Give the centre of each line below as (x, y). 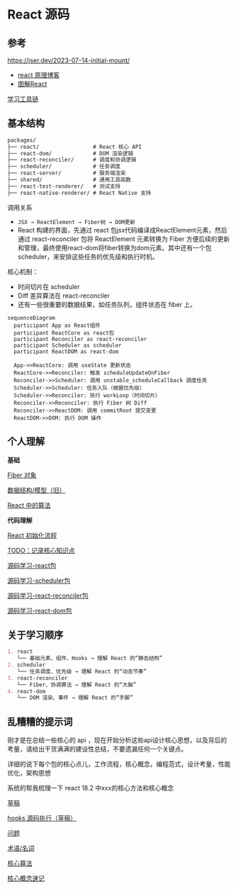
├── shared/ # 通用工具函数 (69, 180)
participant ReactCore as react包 (64, 333)
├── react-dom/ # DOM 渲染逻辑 (70, 153)
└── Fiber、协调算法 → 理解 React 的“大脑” (76, 685)
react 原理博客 (39, 75)
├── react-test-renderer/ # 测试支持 (64, 186)
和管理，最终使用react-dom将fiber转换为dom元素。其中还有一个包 (114, 247)
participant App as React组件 (57, 325)
